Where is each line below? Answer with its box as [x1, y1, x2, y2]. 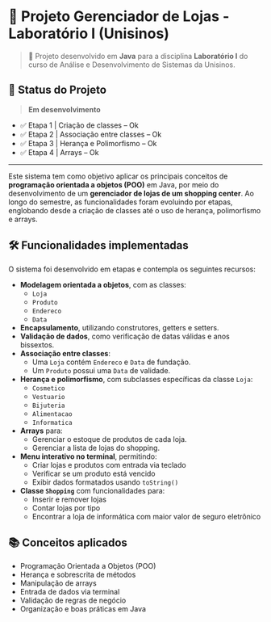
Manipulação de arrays [19, 578, 97, 588]
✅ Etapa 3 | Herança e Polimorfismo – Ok [19, 138, 157, 148]
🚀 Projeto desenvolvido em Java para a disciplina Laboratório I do [27, 51, 248, 61]
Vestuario [31, 393, 66, 401]
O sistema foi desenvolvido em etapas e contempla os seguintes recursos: [8, 264, 256, 274]
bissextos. [19, 339, 55, 350]
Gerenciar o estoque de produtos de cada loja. [31, 434, 187, 443]
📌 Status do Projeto [8, 83, 107, 97]
